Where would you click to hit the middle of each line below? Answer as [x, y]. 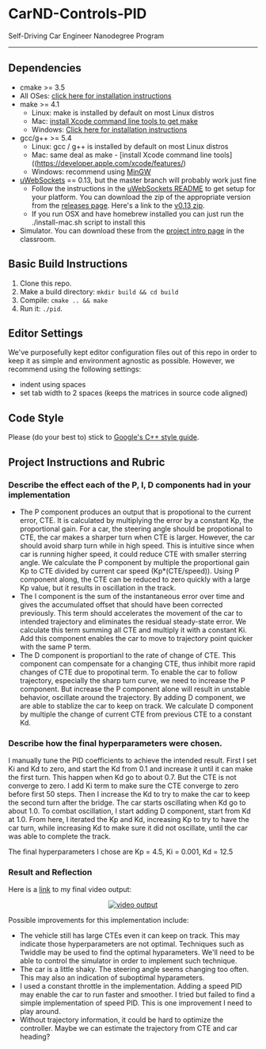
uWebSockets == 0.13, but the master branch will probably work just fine [138, 180]
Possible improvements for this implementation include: [99, 920]
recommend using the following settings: [74, 369]
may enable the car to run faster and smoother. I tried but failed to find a [137, 995]
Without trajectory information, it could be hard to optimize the [122, 1020]
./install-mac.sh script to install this [89, 222]
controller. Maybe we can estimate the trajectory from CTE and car [129, 1028]
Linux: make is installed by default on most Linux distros [123, 113]
